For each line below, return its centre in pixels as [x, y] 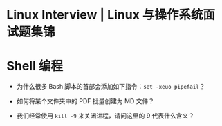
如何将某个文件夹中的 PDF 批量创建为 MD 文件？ [85, 101]
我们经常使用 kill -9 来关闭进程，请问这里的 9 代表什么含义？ [105, 116]
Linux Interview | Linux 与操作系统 [105, 15]
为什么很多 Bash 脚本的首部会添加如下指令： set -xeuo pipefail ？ [111, 87]
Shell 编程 [35, 66]
